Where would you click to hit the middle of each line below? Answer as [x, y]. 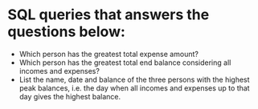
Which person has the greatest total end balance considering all [125, 63]
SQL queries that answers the [109, 15]
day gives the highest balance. [70, 96]
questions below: [67, 32]
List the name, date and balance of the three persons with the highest [134, 79]
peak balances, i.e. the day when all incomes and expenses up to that [134, 88]
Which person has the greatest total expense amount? [109, 54]
